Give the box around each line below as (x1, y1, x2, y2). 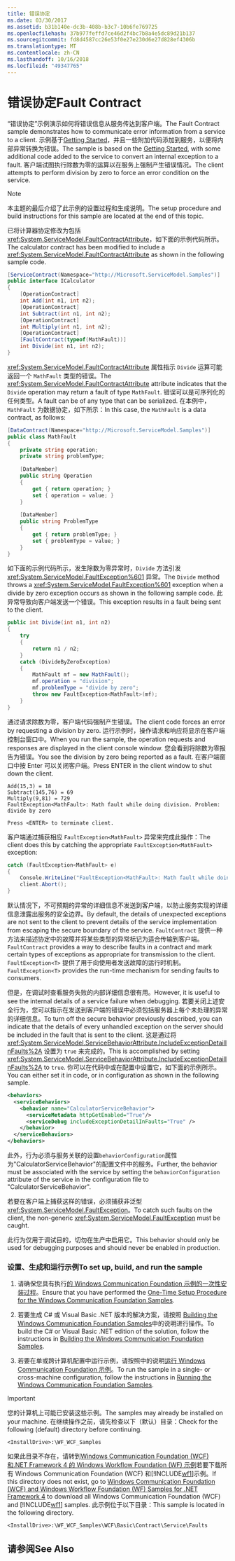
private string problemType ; (20, 453, 105, 460)
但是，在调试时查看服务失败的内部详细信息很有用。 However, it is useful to (7, 989, 220, 997)
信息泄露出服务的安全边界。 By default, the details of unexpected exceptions (7, 910, 227, 919)
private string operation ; (20, 446, 99, 453)
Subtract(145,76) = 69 (7, 789, 73, 796)
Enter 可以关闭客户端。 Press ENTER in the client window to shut (27, 761, 212, 769)
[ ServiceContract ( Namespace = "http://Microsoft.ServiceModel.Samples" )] (7, 271, 220, 278)
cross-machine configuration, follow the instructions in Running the (17, 1373, 212, 1382)
